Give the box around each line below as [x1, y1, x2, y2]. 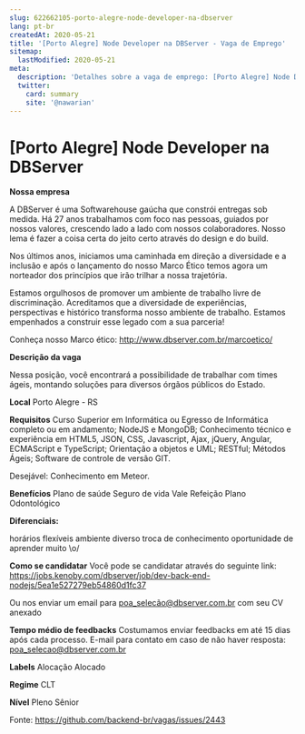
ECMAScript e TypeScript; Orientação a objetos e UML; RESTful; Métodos [9, 443, 286, 455]
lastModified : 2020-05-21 [17, 55, 116, 65]
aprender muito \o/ [9, 543, 80, 554]
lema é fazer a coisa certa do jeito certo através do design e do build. [9, 233, 270, 244]
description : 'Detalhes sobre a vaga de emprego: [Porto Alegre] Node [17, 73, 290, 82]
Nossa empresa [9, 186, 70, 197]
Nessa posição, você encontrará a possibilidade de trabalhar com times [9, 369, 279, 380]
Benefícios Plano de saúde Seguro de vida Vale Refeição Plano [9, 488, 247, 499]
